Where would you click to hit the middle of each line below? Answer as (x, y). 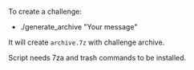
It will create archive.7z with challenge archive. (87, 42)
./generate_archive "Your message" (79, 27)
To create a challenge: (45, 12)
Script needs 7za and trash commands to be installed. (97, 58)
